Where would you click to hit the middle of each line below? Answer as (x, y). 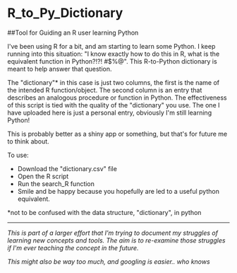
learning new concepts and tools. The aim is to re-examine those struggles (116, 240)
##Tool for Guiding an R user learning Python (73, 33)
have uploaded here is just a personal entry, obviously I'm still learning (110, 112)
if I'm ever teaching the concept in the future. (73, 248)
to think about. (28, 141)
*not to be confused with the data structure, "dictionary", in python (104, 212)
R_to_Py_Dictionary (65, 13)
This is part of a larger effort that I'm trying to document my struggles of (113, 233)
